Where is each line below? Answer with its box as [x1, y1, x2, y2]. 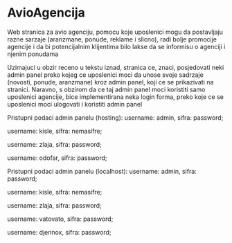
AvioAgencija [7, 5, 85, 21]
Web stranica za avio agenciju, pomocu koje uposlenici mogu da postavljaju [7, 28, 224, 36]
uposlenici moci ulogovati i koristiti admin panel [7, 100, 143, 108]
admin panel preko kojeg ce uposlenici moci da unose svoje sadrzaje [7, 71, 204, 79]
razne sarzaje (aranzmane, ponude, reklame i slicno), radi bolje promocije [7, 35, 217, 43]
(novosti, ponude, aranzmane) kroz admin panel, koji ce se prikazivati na [7, 78, 214, 86]
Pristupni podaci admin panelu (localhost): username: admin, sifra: [7, 167, 197, 175]
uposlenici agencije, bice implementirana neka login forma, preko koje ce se [7, 92, 224, 101]
